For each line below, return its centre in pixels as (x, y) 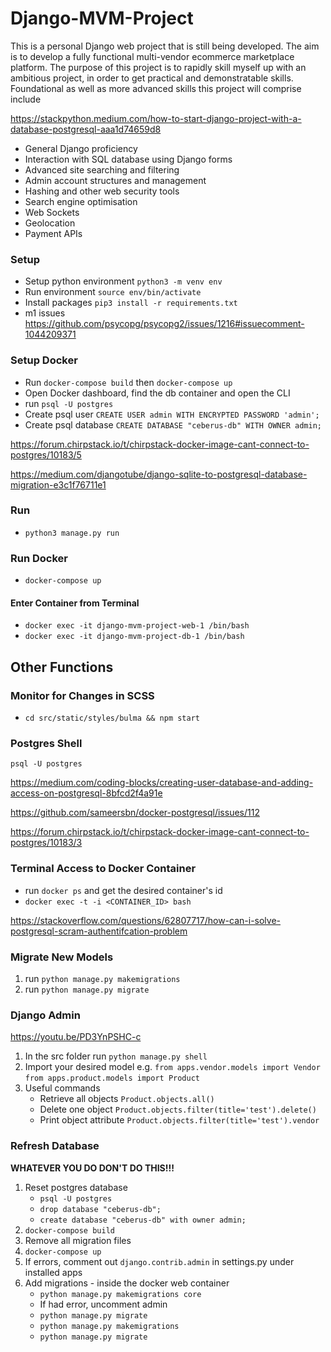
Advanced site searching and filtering (102, 169)
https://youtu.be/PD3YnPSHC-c (76, 1037)
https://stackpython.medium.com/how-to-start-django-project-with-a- (156, 118)
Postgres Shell (46, 743)
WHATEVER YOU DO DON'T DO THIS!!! (92, 1168)
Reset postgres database (76, 1187)
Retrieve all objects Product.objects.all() (127, 1099)
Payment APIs (53, 233)
